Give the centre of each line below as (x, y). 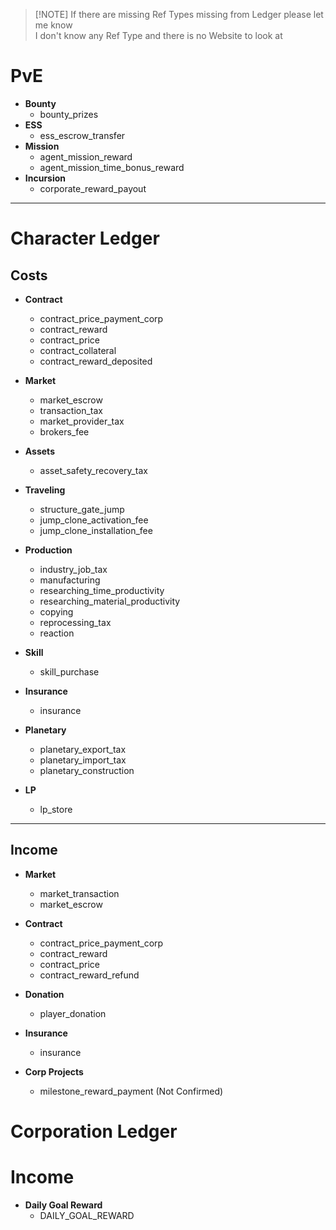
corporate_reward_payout (93, 188)
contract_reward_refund (89, 975)
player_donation (73, 1013)
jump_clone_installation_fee (96, 530)
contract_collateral (78, 350)
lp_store (56, 809)
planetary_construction (87, 770)
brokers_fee (64, 431)
